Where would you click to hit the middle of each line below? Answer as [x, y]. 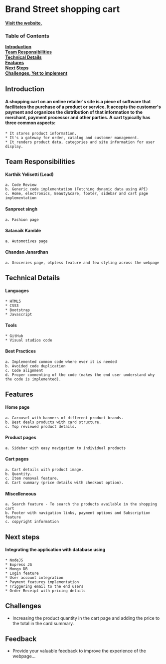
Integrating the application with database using [55, 550]
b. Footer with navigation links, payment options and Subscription [78, 513]
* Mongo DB [16, 569]
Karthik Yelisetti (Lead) [29, 174]
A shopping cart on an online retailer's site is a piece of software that [78, 102]
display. [14, 146]
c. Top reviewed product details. [41, 426]
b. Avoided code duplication [35, 366]
